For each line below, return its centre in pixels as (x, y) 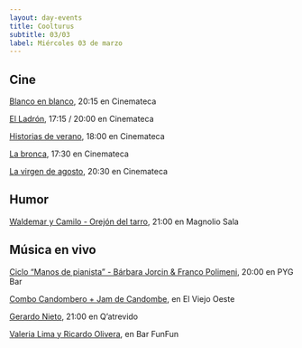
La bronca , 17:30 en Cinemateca (69, 154)
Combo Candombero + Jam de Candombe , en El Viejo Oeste (122, 298)
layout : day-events (46, 18)
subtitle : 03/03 (40, 34)
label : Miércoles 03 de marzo (66, 43)
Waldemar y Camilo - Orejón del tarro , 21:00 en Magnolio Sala (124, 221)
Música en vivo (53, 250)
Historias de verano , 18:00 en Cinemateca (87, 136)
